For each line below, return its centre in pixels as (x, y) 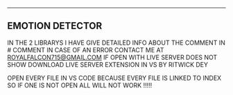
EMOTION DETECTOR (55, 26)
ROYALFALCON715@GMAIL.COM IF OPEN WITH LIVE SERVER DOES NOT (112, 57)
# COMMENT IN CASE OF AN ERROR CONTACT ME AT (86, 50)
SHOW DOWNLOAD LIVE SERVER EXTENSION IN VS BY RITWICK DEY (108, 64)
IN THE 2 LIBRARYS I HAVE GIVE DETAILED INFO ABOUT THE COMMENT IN (116, 43)
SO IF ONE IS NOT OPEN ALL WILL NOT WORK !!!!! (80, 85)
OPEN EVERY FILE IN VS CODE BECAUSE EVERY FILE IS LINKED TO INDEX (114, 78)
